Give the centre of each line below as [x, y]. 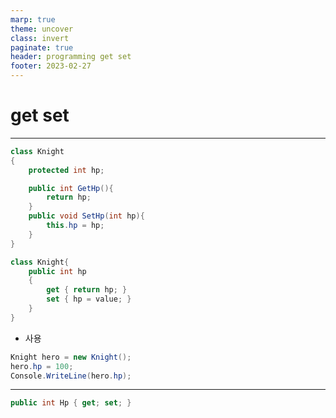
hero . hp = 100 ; [42, 366]
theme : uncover [42, 29]
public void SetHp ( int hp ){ [86, 216]
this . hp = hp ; [75, 226]
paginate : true [42, 47]
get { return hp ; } [87, 290]
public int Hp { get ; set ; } [71, 403]
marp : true [33, 19]
